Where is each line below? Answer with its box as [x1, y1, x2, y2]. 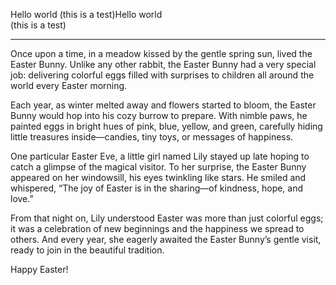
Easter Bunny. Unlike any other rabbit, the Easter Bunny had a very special [10, 59, 317, 70]
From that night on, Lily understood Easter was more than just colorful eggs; [10, 212, 324, 224]
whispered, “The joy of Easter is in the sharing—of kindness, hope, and [10, 182, 304, 194]
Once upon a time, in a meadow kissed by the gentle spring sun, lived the [10, 48, 313, 59]
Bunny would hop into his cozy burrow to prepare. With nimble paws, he [10, 110, 308, 121]
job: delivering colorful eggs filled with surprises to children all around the [10, 69, 315, 81]
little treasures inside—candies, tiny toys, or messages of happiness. [10, 131, 294, 143]
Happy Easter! [10, 264, 69, 275]
